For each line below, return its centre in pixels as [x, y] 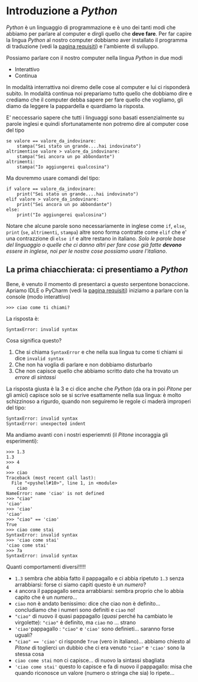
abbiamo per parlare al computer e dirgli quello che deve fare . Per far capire [99, 33]
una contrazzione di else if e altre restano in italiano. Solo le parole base [96, 238]
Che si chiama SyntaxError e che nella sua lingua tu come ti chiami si [99, 352]
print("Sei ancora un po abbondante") [64, 204]
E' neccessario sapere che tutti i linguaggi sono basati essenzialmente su [95, 118]
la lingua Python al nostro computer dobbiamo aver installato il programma [97, 40]
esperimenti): [22, 441]
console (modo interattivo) [38, 296]
